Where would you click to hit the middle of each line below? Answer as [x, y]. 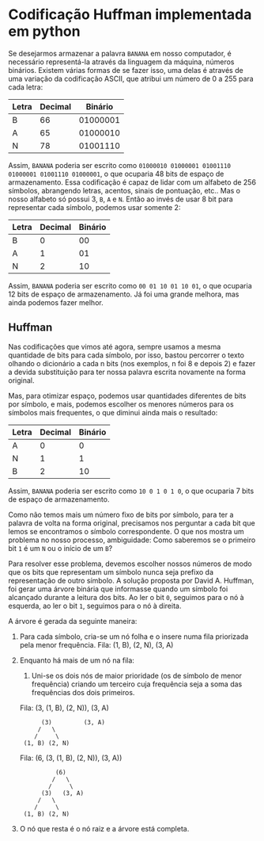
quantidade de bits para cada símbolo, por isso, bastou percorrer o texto [126, 355]
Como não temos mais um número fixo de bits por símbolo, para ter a [121, 514]
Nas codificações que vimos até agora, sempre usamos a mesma [115, 346]
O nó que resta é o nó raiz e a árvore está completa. [104, 828]
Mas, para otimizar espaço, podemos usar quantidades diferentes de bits [127, 396]
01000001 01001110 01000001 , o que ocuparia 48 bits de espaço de [116, 174]
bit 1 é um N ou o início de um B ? [60, 548]
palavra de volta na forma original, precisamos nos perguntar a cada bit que [132, 523]
